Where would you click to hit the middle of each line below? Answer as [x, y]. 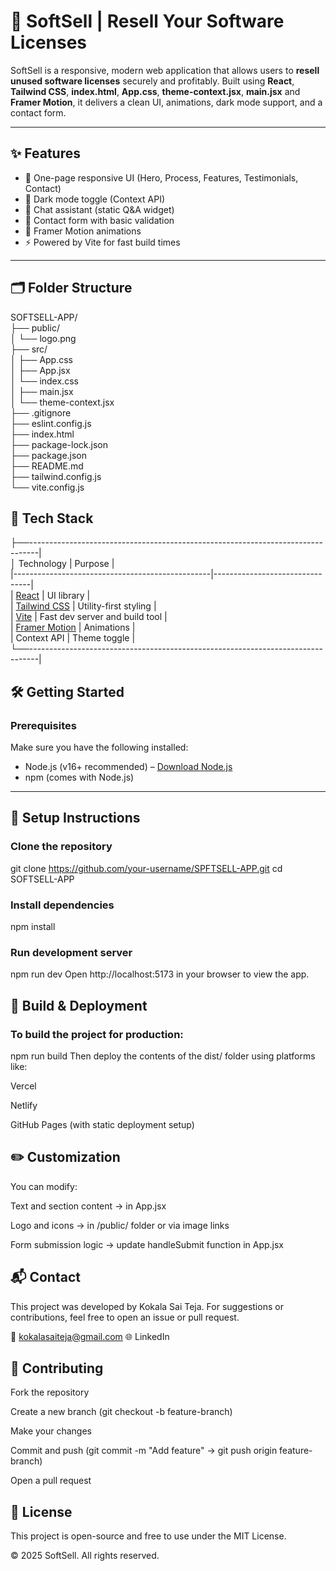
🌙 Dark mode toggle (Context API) [95, 199]
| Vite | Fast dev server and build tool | [89, 617]
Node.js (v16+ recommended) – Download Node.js [128, 767]
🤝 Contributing [57, 1368]
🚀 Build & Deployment [79, 1005]
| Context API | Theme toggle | [73, 638]
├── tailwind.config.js [56, 476]
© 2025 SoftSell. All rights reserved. [85, 1556]
